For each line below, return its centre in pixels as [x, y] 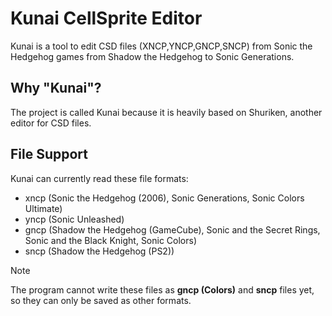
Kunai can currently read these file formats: [99, 178]
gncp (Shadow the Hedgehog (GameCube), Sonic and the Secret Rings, [172, 229]
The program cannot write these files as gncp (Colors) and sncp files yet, [162, 289]
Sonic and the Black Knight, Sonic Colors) [111, 240]
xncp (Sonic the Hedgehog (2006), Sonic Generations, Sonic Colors [164, 198]
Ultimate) [43, 208]
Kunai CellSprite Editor [106, 18]
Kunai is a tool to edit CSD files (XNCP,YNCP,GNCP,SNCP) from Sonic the [161, 46]
